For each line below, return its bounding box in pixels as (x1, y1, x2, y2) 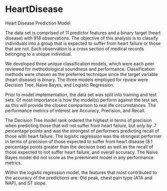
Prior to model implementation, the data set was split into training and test (5, 91, 157, 97)
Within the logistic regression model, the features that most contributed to (5, 169, 157, 175)
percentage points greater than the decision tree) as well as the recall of (5, 143, 154, 149)
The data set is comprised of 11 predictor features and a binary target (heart (5, 29, 161, 35)
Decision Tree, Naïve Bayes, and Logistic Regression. (5, 81, 115, 88)
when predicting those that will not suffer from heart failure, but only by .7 (5, 122, 157, 128)
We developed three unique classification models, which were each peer (5, 60, 155, 66)
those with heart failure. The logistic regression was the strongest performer (5, 133, 162, 139)
